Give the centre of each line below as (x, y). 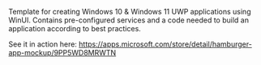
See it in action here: (43, 44)
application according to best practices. (75, 28)
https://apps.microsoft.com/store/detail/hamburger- (165, 44)
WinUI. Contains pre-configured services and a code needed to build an (129, 20)
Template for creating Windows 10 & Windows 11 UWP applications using (130, 12)
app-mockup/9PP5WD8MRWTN (62, 53)
